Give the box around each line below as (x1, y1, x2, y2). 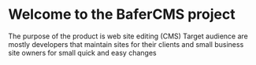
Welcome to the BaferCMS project (8, 5, 236, 23)
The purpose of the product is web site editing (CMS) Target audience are (8, 31, 248, 41)
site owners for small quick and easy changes (8, 48, 157, 57)
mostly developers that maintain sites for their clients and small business (8, 39, 244, 49)
